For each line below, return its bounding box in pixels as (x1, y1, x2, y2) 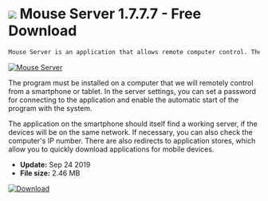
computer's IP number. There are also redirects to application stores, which (8, 136, 256, 145)
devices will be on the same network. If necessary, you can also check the (8, 127, 253, 136)
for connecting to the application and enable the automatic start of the (8, 95, 239, 104)
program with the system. (8, 103, 93, 112)
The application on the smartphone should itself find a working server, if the (8, 119, 258, 128)
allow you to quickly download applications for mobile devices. (8, 144, 215, 154)
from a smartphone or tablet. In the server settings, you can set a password (8, 86, 257, 96)
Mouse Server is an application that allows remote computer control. (8, 48, 248, 56)
